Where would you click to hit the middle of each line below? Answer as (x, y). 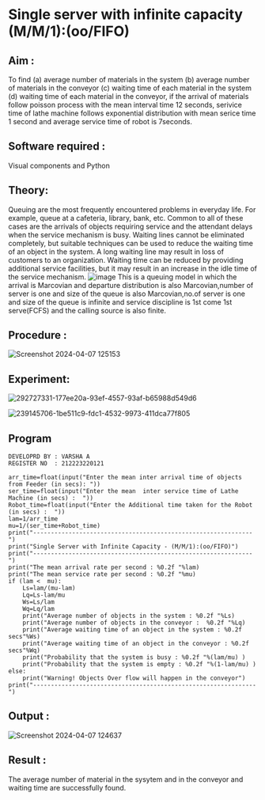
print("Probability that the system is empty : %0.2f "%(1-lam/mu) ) (140, 665)
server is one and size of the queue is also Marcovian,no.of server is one (127, 294)
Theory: (28, 190)
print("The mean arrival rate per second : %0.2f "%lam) (104, 567)
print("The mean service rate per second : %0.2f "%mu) (102, 574)
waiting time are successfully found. (67, 787)
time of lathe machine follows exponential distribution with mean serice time (132, 113)
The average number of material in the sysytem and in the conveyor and (126, 779)
